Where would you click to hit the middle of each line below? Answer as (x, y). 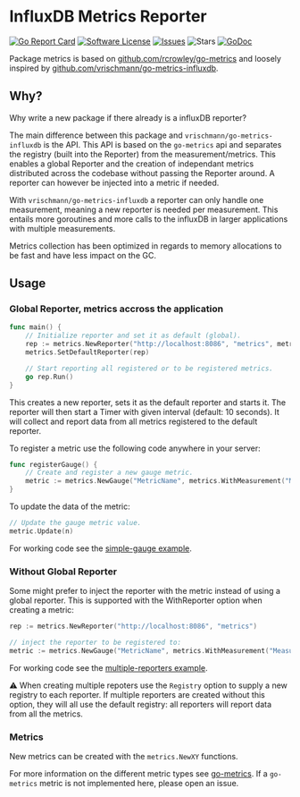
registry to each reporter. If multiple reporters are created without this (137, 694)
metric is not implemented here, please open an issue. (139, 784)
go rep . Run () (50, 377)
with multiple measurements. (62, 228)
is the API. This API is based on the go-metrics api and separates (162, 144)
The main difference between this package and (96, 135)
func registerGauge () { (54, 464)
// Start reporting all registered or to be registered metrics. (150, 369)
